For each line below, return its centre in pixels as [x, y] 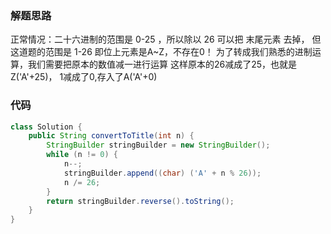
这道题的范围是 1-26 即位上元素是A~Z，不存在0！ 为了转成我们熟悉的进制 [161, 52]
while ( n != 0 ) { [82, 155]
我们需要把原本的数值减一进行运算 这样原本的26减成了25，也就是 [162, 64]
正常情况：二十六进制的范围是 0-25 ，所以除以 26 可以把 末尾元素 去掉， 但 [166, 39]
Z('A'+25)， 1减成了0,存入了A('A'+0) [84, 77]
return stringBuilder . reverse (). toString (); [140, 201]
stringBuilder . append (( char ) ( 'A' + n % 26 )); [162, 173]
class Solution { [46, 127]
